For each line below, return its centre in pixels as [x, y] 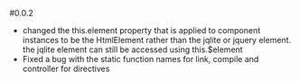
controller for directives [66, 68]
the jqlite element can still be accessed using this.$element [132, 49]
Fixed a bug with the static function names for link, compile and [141, 59]
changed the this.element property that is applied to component [141, 30]
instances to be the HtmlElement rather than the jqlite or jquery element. [157, 40]
